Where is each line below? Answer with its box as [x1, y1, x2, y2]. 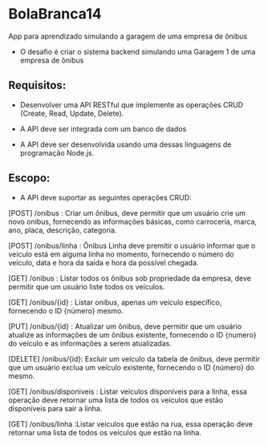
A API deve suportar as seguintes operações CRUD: [19, 192, 192, 202]
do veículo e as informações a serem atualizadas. [8, 338, 173, 348]
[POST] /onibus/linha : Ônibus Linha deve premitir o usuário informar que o [8, 241, 256, 250]
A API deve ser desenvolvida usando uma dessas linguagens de [19, 140, 232, 149]
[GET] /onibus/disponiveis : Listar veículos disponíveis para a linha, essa [8, 386, 247, 396]
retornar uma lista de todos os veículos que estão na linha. [8, 427, 202, 437]
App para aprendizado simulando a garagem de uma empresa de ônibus [8, 31, 248, 41]
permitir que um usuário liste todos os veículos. [8, 281, 165, 291]
